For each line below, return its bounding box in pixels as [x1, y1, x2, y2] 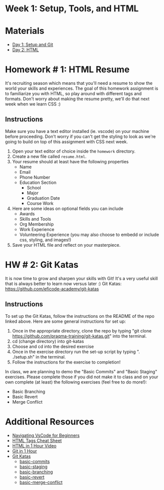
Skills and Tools [19, 216, 51, 222]
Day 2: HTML [12, 47, 39, 53]
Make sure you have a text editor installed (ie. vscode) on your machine [5, 128, 149, 134]
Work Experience [19, 226, 55, 232]
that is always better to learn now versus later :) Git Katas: [5, 281, 122, 286]
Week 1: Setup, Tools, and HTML [5, 3, 139, 14]
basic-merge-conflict [19, 479, 63, 485]
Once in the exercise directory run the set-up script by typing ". [12, 349, 141, 355]
